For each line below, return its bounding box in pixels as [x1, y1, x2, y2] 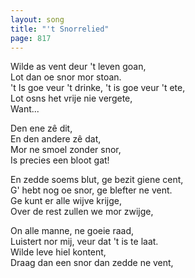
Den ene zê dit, [10, 122, 73, 135]
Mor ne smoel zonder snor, [10, 144, 122, 156]
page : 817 [10, 33, 52, 43]
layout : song [10, 14, 65, 25]
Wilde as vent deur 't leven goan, [10, 61, 147, 73]
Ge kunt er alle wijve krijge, [10, 195, 122, 207]
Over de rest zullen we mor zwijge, [10, 206, 154, 218]
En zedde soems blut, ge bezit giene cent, [10, 174, 184, 186]
